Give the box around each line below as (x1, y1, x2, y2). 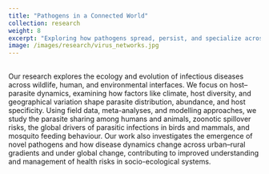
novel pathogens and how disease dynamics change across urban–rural (8, 140, 246, 149)
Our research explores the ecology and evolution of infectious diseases (8, 71, 244, 81)
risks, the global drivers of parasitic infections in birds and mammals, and (8, 122, 250, 132)
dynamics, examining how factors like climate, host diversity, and (37, 88, 252, 98)
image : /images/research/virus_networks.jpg (8, 42, 159, 50)
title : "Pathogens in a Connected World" (8, 11, 149, 20)
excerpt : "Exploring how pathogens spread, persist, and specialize (8, 34, 242, 42)
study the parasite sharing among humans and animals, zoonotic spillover (8, 114, 251, 123)
